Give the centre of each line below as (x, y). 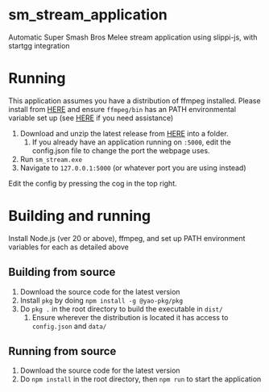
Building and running (80, 216)
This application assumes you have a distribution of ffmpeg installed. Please (134, 100)
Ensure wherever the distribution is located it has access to (130, 317)
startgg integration (39, 45)
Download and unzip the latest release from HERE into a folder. (124, 133)
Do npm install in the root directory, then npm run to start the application (141, 379)
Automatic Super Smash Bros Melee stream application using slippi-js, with (133, 37)
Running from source (62, 351)
